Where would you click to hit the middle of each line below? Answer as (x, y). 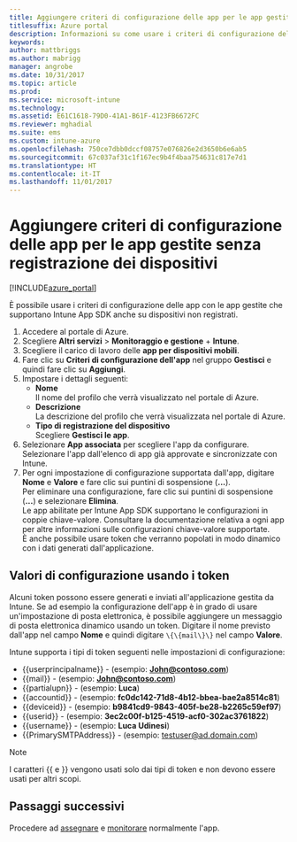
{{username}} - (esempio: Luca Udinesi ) (96, 725)
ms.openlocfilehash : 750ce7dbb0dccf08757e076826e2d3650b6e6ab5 (128, 149)
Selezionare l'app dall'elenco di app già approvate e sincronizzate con (149, 454)
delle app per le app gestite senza (135, 245)
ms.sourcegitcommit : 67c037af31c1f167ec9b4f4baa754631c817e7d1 (128, 157)
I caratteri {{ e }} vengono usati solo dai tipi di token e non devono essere (142, 769)
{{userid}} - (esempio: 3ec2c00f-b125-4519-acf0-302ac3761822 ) (145, 716)
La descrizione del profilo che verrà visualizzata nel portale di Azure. (160, 416)
